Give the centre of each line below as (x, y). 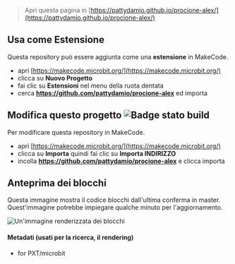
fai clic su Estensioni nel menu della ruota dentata (90, 85)
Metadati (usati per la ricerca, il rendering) (71, 238)
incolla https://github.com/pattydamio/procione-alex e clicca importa (121, 161)
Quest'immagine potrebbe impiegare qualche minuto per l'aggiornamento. (115, 208)
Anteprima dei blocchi (57, 183)
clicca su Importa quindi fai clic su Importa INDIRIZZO (97, 153)
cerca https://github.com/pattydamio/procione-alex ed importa (113, 93)
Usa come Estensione (56, 40)
